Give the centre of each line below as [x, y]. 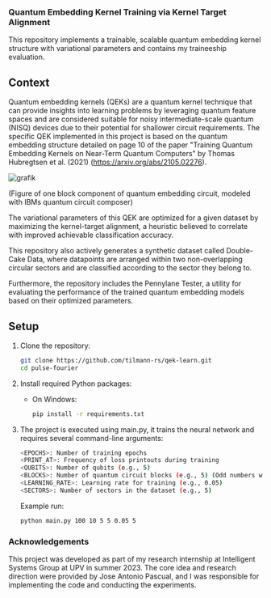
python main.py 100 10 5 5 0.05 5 [78, 520]
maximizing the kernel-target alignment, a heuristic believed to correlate [128, 227]
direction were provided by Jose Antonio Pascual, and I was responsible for [134, 576]
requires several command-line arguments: [92, 438]
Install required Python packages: [76, 384]
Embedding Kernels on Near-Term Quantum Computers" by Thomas [122, 154]
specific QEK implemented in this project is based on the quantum [118, 137]
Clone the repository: [55, 346]
